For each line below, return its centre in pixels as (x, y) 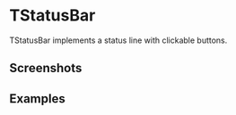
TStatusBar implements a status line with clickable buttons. (118, 40)
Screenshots (46, 68)
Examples (37, 99)
